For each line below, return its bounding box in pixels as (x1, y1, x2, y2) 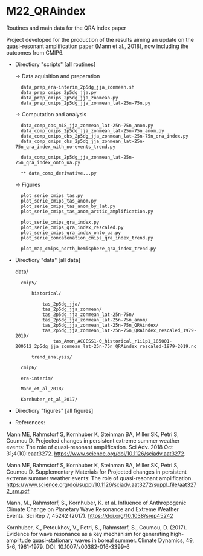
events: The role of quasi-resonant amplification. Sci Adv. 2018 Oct (6, 443, 173, 450)
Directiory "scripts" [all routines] (14, 61, 96, 68)
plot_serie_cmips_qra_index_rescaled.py (21, 224, 124, 230)
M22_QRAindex (6, 4, 86, 18)
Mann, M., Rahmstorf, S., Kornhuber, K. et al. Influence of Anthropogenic (6, 499, 187, 506)
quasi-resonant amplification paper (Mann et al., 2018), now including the (6, 42, 189, 50)
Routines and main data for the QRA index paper (6, 24, 127, 32)
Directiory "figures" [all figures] (14, 407, 94, 414)
